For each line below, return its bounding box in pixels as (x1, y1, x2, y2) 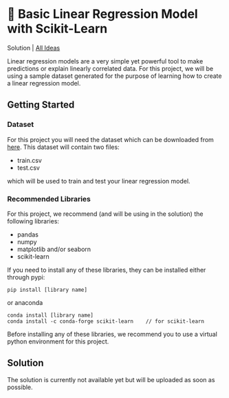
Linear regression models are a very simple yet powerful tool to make (7, 57, 204, 65)
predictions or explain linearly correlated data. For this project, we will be (7, 64, 214, 72)
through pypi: (7, 272, 45, 281)
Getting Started (7, 99, 75, 111)
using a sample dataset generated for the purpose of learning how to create (7, 72, 222, 80)
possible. (7, 383, 33, 391)
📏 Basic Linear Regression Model (7, 6, 198, 22)
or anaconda (7, 298, 43, 306)
